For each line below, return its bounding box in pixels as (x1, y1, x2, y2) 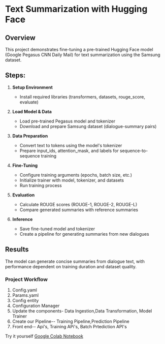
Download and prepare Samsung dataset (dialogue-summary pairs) (19, 123, 157, 129)
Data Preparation (12, 133, 48, 139)
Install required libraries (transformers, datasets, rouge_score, (19, 94, 145, 99)
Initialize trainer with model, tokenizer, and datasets (19, 177, 124, 183)
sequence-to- (120, 148, 148, 154)
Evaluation (12, 192, 35, 198)
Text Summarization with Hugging (5, 3, 148, 15)
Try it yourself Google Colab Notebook (5, 333, 84, 339)
